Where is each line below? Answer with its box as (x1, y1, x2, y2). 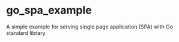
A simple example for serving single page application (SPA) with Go (6, 23, 173, 30)
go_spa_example (6, 4, 92, 17)
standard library (6, 29, 46, 36)
